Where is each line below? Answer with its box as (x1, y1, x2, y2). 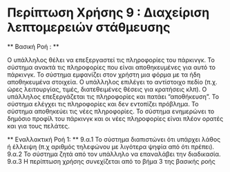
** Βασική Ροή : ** (7, 42, 60, 50)
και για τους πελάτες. (7, 122, 70, 130)
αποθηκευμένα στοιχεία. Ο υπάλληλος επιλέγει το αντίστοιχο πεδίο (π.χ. (7, 77, 218, 86)
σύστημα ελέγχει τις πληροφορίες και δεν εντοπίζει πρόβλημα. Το (7, 99, 199, 108)
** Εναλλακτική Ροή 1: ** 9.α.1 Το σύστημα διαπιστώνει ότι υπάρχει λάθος (7, 135, 221, 143)
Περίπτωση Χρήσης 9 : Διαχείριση (7, 5, 210, 21)
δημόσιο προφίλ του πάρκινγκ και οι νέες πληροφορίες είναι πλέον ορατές (7, 114, 224, 122)
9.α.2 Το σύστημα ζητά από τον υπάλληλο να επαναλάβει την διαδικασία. (7, 150, 221, 158)
